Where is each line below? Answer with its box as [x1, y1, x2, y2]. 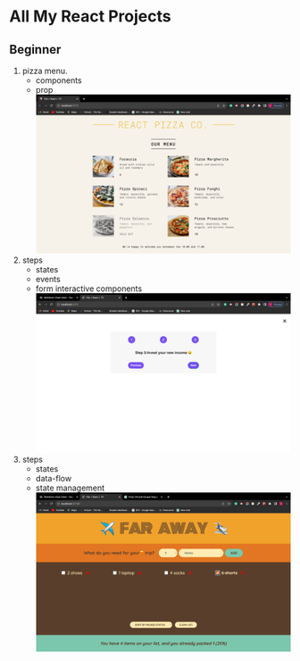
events [35, 274, 61, 285]
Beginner [9, 42, 62, 57]
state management [35, 482, 105, 493]
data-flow [35, 473, 72, 483]
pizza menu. [21, 65, 69, 76]
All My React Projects [9, 6, 171, 27]
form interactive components [35, 283, 143, 294]
